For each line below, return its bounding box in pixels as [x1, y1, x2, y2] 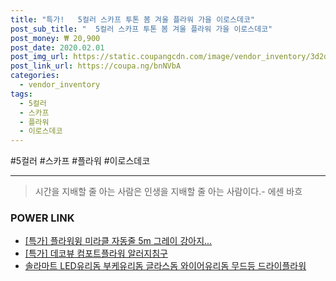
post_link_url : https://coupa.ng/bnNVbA [10, 61, 182, 71]
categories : [10, 71, 60, 81]
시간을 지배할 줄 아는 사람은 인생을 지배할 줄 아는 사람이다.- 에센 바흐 [34, 186, 303, 198]
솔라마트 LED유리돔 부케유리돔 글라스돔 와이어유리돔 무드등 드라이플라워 [24, 260, 307, 272]
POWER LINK [10, 211, 75, 225]
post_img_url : [10, 52, 70, 62]
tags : [10, 89, 33, 99]
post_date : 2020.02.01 [10, 42, 105, 53]
